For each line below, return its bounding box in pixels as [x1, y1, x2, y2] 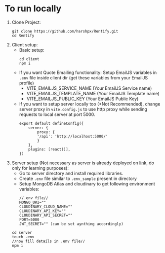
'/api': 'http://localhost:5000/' [37, 134, 108, 139]
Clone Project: [11, 19, 41, 25]
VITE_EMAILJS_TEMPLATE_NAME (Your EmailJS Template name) [26, 90, 160, 96]
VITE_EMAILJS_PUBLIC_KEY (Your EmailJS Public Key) [26, 96, 139, 102]
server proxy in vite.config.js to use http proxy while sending [19, 106, 148, 112]
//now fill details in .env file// [11, 239, 85, 244]
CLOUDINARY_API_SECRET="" [19, 213, 73, 217]
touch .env [11, 234, 35, 239]
